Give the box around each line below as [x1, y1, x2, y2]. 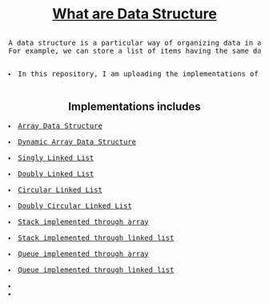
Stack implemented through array [18, 217, 150, 226]
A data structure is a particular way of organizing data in [8, 38, 254, 47]
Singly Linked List [18, 153, 94, 162]
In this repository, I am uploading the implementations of [18, 69, 259, 78]
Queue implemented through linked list [18, 265, 175, 274]
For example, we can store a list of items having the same [8, 46, 250, 55]
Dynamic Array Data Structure [18, 137, 137, 146]
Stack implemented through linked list [18, 233, 175, 242]
